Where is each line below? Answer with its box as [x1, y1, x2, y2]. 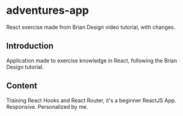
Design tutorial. [6, 63, 44, 70]
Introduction [6, 41, 54, 51]
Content [6, 81, 38, 91]
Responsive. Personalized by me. [6, 103, 88, 110]
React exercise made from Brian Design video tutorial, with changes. [6, 23, 176, 31]
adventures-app [6, 4, 89, 17]
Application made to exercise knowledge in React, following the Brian [6, 56, 178, 64]
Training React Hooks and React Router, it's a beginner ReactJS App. [6, 97, 176, 104]
